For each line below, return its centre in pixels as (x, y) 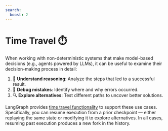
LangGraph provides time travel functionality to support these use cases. (81, 107)
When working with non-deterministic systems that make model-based (79, 58)
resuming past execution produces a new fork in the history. (68, 123)
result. (19, 84)
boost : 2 (19, 15)
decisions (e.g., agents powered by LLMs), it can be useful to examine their (84, 63)
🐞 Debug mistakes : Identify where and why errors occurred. (76, 90)
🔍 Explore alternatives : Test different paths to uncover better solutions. (88, 95)
